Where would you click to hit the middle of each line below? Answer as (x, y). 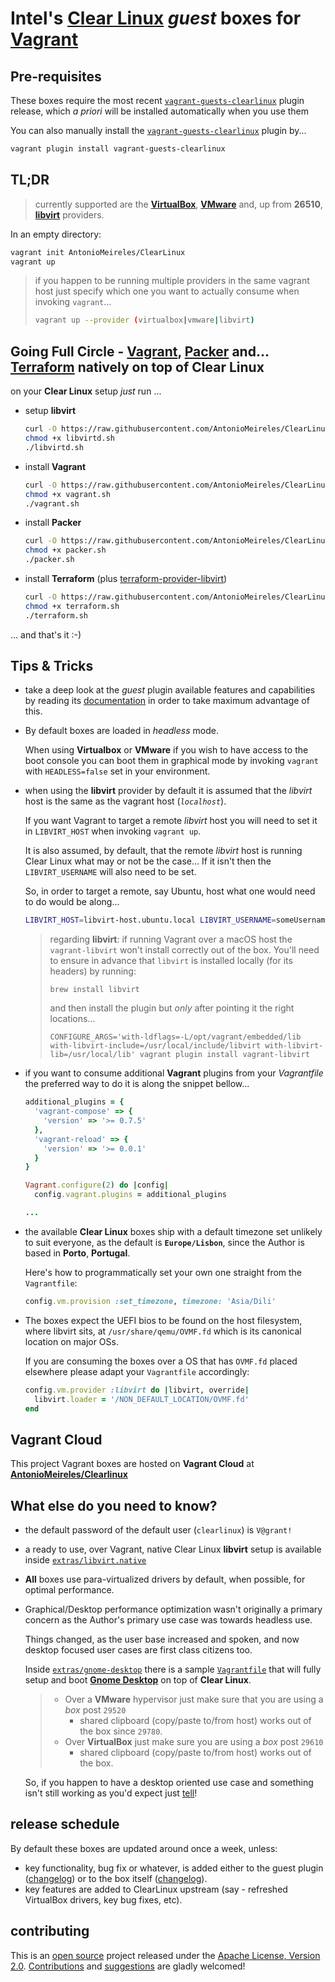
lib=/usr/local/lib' (92, 1055)
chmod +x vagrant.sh (67, 494)
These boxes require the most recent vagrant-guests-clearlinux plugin (157, 100)
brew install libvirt (94, 990)
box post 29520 (95, 1710)
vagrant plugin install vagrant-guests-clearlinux (118, 149)
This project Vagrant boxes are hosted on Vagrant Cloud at (132, 1464)
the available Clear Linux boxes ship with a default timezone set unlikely (173, 1231)
